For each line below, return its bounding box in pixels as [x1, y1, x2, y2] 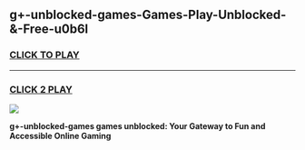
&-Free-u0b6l [9, 22, 89, 37]
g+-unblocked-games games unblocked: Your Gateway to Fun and [9, 120, 266, 131]
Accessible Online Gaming [9, 130, 112, 141]
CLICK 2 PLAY [9, 83, 73, 95]
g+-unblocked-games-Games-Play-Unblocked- [9, 7, 287, 23]
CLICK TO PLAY [9, 49, 80, 62]
